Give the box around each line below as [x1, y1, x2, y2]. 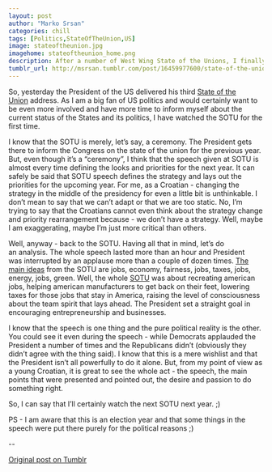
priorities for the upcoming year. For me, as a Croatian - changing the [8, 180, 240, 189]
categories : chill [8, 27, 70, 35]
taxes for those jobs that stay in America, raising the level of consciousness [8, 290, 261, 300]
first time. [8, 121, 40, 130]
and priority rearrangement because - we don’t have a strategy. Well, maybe [8, 214, 263, 223]
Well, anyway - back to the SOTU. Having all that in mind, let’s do [8, 238, 225, 248]
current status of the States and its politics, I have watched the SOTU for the [8, 113, 263, 122]
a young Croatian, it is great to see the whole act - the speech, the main [8, 366, 248, 376]
